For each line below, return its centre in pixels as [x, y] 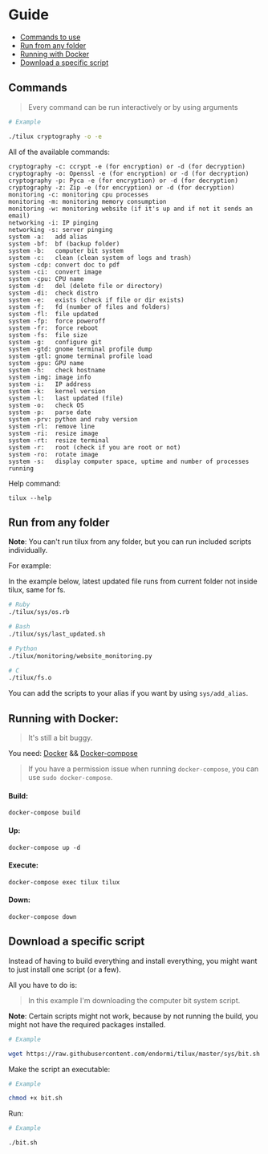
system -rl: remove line [51, 426]
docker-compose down [43, 916]
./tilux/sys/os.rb [39, 612]
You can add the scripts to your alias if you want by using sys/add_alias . [128, 693]
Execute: [23, 865]
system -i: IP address [50, 384]
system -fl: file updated [53, 314]
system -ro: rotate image [53, 454]
